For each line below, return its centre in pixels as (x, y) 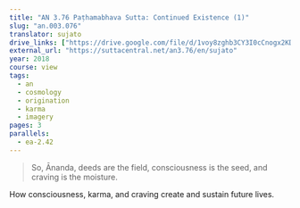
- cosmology (40, 92)
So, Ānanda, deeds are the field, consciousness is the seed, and (149, 167)
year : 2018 (29, 59)
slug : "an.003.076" (46, 26)
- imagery (35, 117)
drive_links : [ (37, 42)
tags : (19, 76)
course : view (33, 68)
